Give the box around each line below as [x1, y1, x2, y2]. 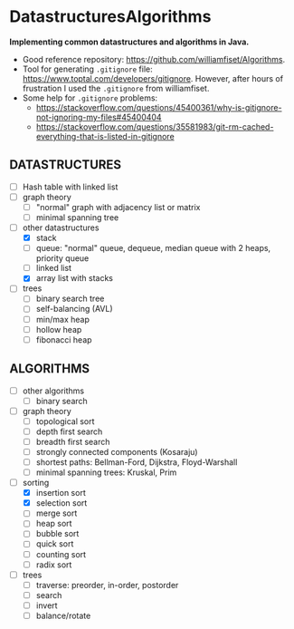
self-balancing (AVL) [35, 304, 113, 314]
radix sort [35, 559, 72, 570]
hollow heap [35, 324, 82, 334]
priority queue [35, 253, 90, 264]
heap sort [35, 518, 72, 529]
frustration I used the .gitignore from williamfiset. [22, 82, 210, 93]
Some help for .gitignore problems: [22, 92, 158, 103]
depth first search [35, 426, 103, 437]
